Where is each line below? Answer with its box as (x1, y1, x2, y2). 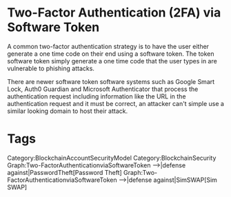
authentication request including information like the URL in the (7, 92, 186, 101)
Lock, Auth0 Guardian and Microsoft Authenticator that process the (7, 85, 199, 93)
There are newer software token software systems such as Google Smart (7, 77, 215, 85)
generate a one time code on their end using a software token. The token (7, 50, 215, 58)
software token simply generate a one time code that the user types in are (7, 56, 217, 65)
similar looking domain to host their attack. (7, 107, 128, 115)
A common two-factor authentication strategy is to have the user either (7, 42, 209, 50)
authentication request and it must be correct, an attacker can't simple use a (7, 99, 224, 107)
